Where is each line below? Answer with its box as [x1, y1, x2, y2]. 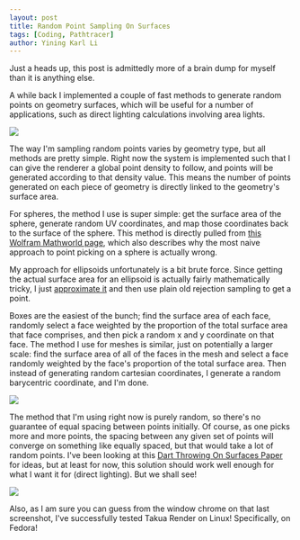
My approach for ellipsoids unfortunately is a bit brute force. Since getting [9, 265, 283, 275]
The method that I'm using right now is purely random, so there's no [9, 411, 261, 423]
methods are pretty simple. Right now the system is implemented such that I [9, 153, 290, 164]
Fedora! [9, 523, 38, 534]
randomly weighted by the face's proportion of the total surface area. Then [9, 358, 287, 369]
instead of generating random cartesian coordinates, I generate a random [9, 368, 281, 379]
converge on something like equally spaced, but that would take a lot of [9, 440, 274, 451]
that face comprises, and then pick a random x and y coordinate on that [9, 329, 275, 340]
